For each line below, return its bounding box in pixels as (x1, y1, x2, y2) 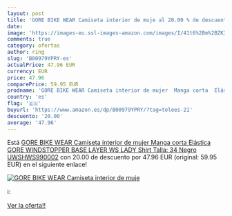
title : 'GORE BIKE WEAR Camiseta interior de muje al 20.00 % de (7, 17, 199, 23)
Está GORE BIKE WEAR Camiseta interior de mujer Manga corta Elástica (7, 138, 211, 146)
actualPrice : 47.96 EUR (7, 61, 76, 68)
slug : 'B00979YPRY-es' (7, 55, 72, 62)
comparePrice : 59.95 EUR (7, 81, 79, 88)
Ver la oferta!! (7, 201, 46, 209)
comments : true (7, 36, 51, 43)
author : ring (7, 49, 45, 56)
